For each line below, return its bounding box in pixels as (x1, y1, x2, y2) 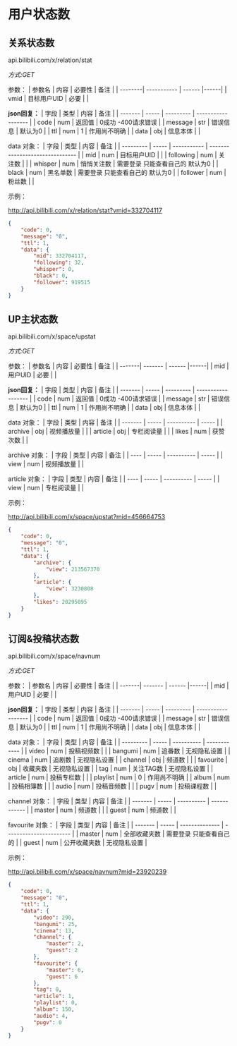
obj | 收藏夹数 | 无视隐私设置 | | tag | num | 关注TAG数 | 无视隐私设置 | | (8, 765, 214, 773)
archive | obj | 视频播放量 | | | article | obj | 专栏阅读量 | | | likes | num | (8, 427, 211, 436)
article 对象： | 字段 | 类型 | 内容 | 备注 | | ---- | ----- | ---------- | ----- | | (8, 475, 220, 483)
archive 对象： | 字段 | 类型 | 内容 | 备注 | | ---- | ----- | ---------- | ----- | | (8, 451, 223, 459)
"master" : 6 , (45, 966, 84, 973)
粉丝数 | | (8, 177, 35, 186)
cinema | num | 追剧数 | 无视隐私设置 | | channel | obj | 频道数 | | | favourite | (8, 755, 228, 764)
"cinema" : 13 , (33, 927, 75, 935)
